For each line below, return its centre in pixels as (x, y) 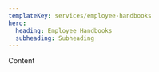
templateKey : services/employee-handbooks (80, 16)
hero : (17, 23)
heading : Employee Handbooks (64, 30)
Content (22, 61)
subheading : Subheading (55, 38)
